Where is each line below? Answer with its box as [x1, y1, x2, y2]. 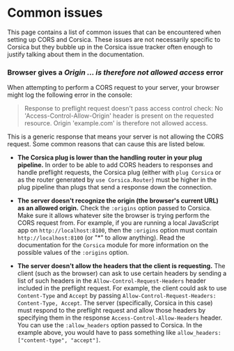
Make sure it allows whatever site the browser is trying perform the [17, 211, 210, 220]
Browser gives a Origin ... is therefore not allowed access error [7, 68, 224, 77]
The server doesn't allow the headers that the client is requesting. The [17, 262, 226, 270]
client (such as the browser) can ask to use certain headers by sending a [17, 270, 227, 278]
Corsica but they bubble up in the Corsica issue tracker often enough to [7, 42, 213, 51]
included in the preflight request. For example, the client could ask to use [17, 284, 227, 292]
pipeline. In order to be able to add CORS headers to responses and [17, 161, 214, 169]
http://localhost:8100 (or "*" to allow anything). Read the [17, 233, 186, 242]
